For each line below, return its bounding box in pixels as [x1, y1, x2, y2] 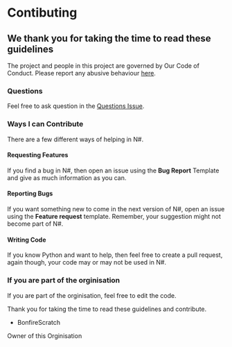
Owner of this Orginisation [7, 331, 82, 340]
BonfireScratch [17, 318, 61, 326]
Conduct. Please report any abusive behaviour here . [7, 69, 156, 77]
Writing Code [7, 235, 46, 244]
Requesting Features [7, 151, 69, 159]
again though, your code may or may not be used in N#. [7, 258, 167, 267]
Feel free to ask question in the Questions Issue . [7, 102, 145, 110]
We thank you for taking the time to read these [7, 33, 211, 44]
